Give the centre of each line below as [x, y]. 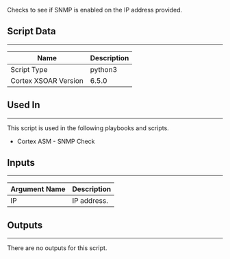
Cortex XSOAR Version [47, 80]
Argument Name [38, 189]
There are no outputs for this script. [57, 248]
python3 [104, 69]
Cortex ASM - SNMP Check [56, 141]
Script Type [29, 69]
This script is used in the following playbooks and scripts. [88, 128]
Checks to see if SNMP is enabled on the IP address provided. [95, 10]
